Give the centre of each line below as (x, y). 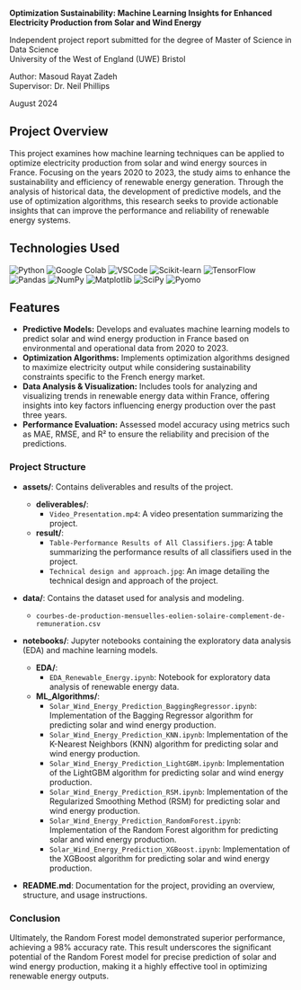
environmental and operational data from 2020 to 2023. (125, 349)
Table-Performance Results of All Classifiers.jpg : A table (161, 542)
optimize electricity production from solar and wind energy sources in (138, 163)
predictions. (44, 444)
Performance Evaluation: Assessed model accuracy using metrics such (156, 425)
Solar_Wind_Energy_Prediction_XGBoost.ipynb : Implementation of (169, 849)
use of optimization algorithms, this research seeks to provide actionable (144, 200)
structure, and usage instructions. (85, 895)
